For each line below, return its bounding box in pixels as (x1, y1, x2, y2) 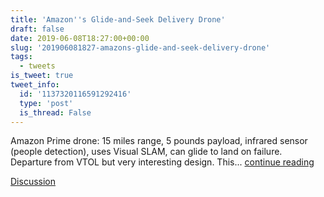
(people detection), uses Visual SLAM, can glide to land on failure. (10, 146, 283, 158)
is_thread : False (19, 107, 92, 118)
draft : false (10, 24, 65, 34)
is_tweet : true (10, 71, 74, 81)
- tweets (19, 61, 56, 71)
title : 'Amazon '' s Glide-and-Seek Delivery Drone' (10, 14, 226, 25)
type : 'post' (19, 98, 74, 108)
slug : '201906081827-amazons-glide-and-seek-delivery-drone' (10, 42, 271, 53)
